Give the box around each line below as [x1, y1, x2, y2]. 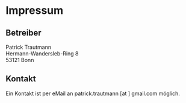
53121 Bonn [5, 57, 34, 63]
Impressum [5, 4, 64, 17]
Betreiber [5, 28, 42, 38]
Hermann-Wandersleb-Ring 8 [5, 50, 79, 57]
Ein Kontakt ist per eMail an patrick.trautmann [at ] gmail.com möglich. [5, 90, 180, 97]
